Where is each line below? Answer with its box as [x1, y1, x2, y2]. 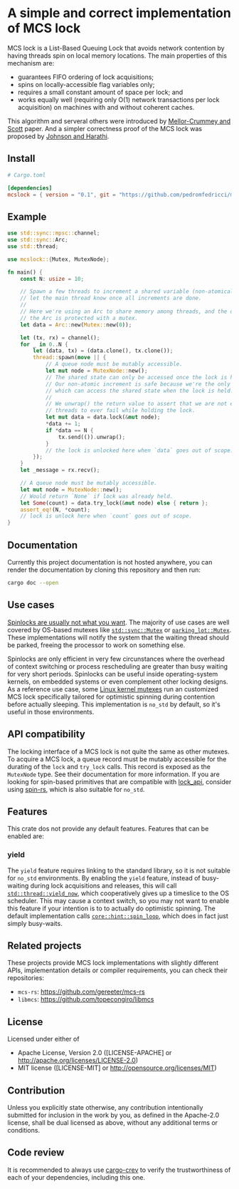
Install [7, 153, 36, 165]
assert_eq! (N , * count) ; [20, 506, 91, 513]
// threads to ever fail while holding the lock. [45, 407, 196, 414]
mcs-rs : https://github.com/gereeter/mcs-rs [17, 987, 145, 996]
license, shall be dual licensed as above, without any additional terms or [7, 1118, 218, 1127]
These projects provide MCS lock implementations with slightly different [7, 959, 219, 967]
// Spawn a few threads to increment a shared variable [20, 288, 190, 295]
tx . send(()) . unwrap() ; [58, 433, 126, 441]
